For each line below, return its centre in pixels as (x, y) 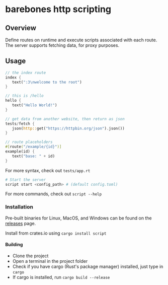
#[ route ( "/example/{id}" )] (33, 147)
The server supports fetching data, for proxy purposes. (62, 45)
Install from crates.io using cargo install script (56, 233)
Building (14, 245)
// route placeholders (29, 142)
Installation (19, 207)
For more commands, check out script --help (54, 194)
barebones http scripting (58, 9)
